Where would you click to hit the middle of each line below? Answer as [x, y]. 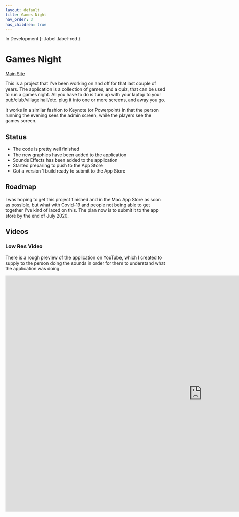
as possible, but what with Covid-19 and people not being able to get [78, 205]
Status [16, 137]
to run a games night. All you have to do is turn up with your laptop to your [83, 95]
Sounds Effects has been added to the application [65, 160]
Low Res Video [24, 246]
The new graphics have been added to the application [69, 155]
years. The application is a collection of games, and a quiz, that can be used [86, 89]
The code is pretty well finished [46, 149]
